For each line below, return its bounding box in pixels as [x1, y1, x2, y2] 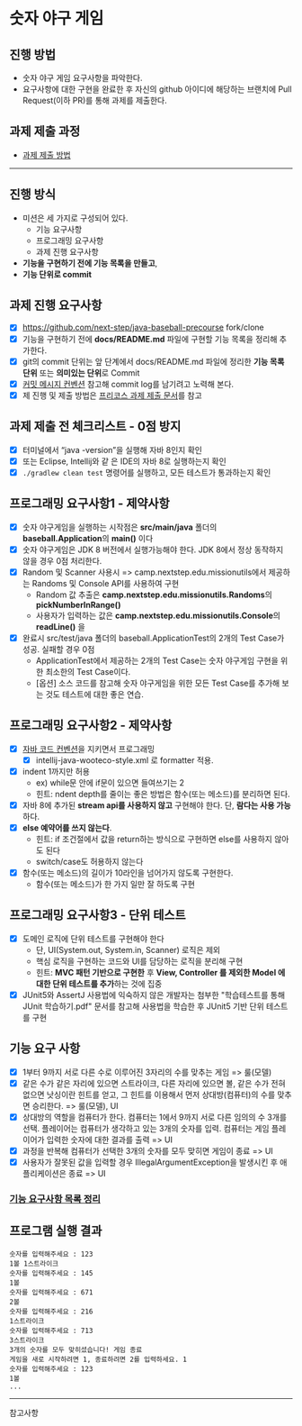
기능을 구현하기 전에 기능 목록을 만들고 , [22, 258, 158, 268]
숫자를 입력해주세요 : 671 [9, 1287, 93, 1297]
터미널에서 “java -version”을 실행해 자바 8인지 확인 [22, 444, 202, 455]
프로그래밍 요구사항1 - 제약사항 [9, 496, 170, 512]
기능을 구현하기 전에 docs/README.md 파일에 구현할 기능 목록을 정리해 [22, 333, 278, 344]
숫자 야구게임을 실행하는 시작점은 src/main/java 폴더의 [22, 522, 218, 532]
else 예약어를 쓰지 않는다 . [22, 822, 112, 833]
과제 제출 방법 [22, 150, 71, 160]
